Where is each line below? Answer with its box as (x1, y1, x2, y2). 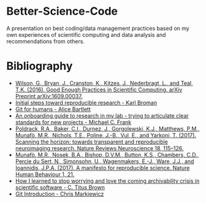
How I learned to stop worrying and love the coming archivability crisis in (15, 177, 200, 185)
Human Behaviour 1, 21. (15, 170, 75, 178)
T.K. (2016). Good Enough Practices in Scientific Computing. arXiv (15, 86, 183, 93)
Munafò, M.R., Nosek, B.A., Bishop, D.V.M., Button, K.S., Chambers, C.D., (15, 151, 199, 158)
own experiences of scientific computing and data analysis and (6, 31, 166, 38)
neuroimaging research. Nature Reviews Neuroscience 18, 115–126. (15, 144, 184, 151)
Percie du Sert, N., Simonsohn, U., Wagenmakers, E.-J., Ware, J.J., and (15, 158, 194, 165)
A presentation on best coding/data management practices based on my (6, 25, 190, 32)
